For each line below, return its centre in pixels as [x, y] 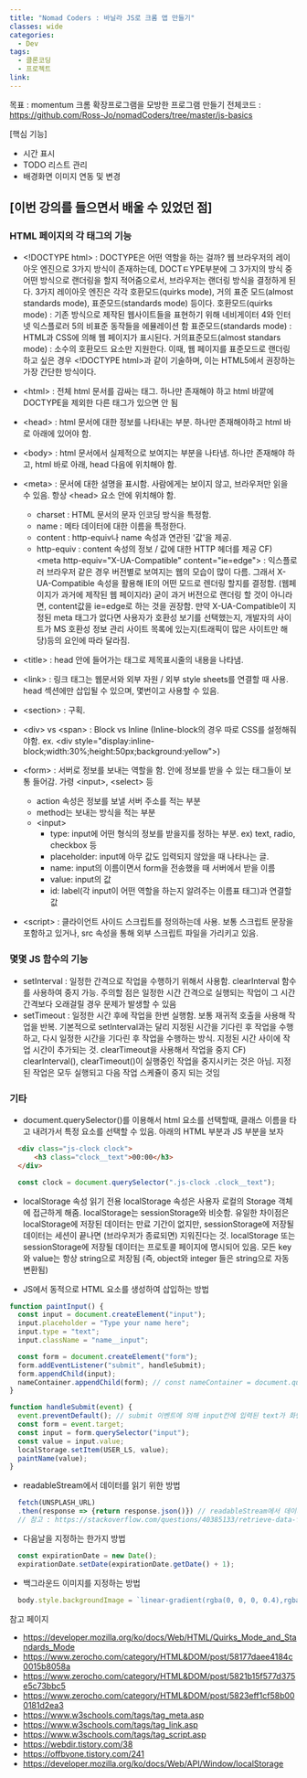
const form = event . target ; [71, 1425]
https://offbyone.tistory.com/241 [83, 1753]
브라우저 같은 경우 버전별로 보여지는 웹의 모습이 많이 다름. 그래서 [161, 572]
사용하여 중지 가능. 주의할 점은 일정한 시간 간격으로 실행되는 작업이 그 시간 [164, 992]
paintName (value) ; [53, 1458]
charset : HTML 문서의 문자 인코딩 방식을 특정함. [124, 515]
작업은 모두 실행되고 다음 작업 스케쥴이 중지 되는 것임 [127, 1072]
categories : [32, 35]
